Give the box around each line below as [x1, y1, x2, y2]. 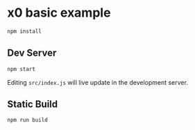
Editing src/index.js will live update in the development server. [7, 78, 189, 86]
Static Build [7, 98, 58, 110]
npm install [7, 28, 42, 35]
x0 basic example [7, 5, 111, 21]
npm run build [7, 117, 49, 124]
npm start [7, 65, 36, 72]
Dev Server [7, 47, 57, 59]
